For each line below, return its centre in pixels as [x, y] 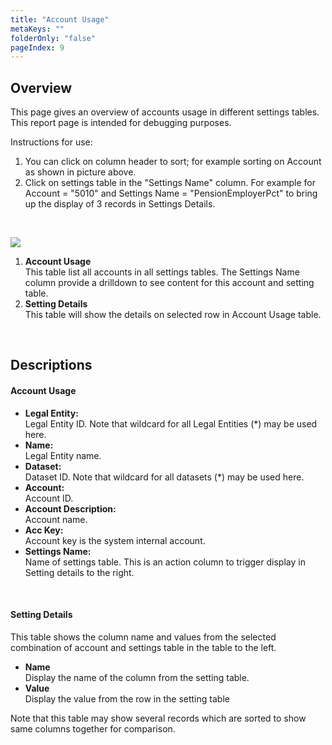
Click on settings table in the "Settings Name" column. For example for [170, 183]
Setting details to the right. [79, 572]
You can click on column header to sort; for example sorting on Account [173, 162]
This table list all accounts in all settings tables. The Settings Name [162, 272]
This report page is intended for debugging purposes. [121, 123]
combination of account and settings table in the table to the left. [143, 647]
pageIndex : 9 [37, 47]
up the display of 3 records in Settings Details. [120, 204]
